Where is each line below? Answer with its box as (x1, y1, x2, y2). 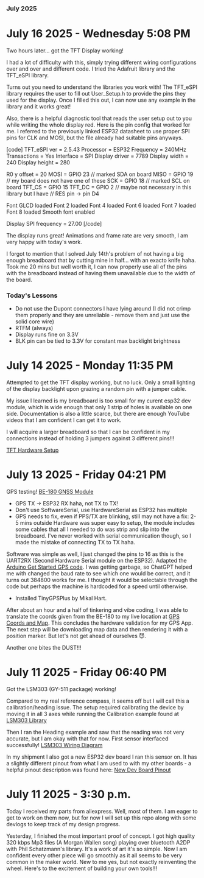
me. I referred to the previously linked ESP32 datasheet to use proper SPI (6, 127, 190, 135)
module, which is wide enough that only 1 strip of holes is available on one (6, 404, 192, 411)
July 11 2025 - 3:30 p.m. (6, 787, 131, 801)
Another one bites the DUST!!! (6, 644, 82, 651)
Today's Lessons (6, 291, 58, 300)
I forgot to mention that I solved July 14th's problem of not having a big (6, 250, 184, 257)
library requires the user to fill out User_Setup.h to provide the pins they (6, 90, 186, 97)
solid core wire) (15, 318, 55, 325)
